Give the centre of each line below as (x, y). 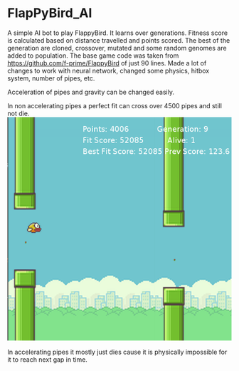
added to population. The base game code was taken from (93, 56)
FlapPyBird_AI (50, 13)
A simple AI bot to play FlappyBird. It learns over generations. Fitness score (118, 33)
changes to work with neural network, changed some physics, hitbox (108, 70)
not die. (18, 113)
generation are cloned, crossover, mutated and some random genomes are (117, 48)
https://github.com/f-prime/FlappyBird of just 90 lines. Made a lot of (107, 63)
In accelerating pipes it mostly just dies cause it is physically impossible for (117, 352)
